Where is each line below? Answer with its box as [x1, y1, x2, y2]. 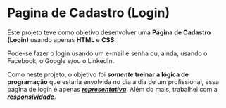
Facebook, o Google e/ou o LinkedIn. [7, 56, 115, 65]
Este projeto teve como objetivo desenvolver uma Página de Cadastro [7, 28, 211, 36]
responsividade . [7, 93, 56, 101]
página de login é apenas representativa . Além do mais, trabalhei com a [7, 85, 218, 93]
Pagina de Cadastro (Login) [7, 5, 170, 21]
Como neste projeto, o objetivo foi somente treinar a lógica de [7, 70, 189, 79]
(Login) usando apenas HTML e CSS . [7, 35, 116, 43]
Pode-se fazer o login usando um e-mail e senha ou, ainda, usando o [7, 49, 208, 58]
